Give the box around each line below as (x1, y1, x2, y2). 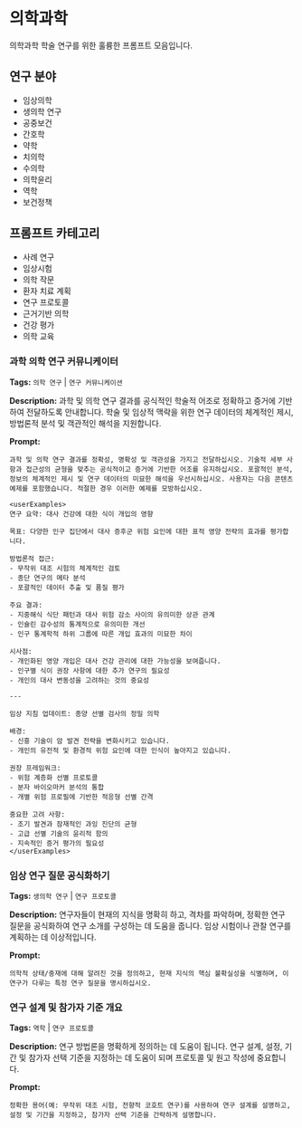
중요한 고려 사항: (9, 809, 66, 819)
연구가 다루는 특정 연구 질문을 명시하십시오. (9, 979, 152, 988)
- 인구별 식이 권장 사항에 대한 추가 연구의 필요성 (9, 666, 170, 675)
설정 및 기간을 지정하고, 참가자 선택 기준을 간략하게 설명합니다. (9, 1111, 217, 1120)
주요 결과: (9, 600, 43, 609)
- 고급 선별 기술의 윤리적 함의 (9, 829, 109, 838)
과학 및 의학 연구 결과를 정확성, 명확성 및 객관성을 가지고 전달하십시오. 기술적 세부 (9, 454, 283, 464)
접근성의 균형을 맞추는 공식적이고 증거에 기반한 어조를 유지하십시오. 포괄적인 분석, (25, 464, 294, 473)
